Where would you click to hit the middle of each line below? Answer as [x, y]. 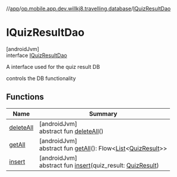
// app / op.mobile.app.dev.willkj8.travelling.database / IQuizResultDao [88, 9]
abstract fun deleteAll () [71, 131]
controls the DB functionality [41, 78]
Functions [25, 97]
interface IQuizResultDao [37, 55]
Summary [103, 113]
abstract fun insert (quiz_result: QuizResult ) [99, 165]
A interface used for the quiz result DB [53, 67]
